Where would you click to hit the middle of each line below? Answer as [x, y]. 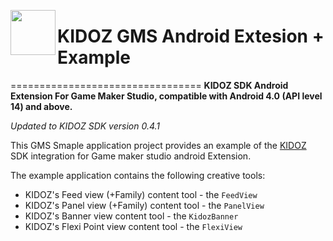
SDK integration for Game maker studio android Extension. [131, 156]
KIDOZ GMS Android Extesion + [191, 36]
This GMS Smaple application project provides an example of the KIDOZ [158, 145]
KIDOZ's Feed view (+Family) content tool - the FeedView [141, 194]
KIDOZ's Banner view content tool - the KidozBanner [131, 216]
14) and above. [41, 106]
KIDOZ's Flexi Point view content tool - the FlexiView [133, 226]
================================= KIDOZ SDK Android [149, 85]
